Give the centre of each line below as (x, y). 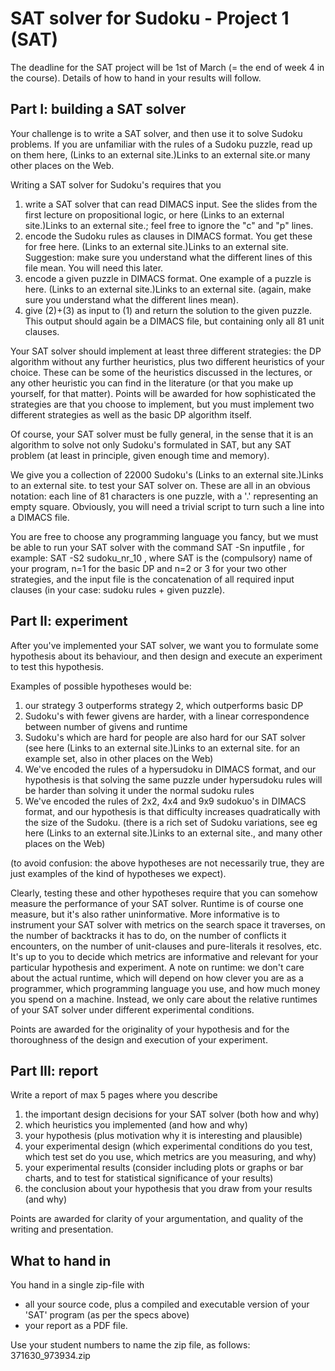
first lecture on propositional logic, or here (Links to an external (154, 214)
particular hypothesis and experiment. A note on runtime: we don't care (157, 967)
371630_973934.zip (50, 1356)
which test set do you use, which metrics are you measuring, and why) (170, 1157)
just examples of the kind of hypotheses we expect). (118, 873)
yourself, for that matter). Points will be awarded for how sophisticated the (163, 393)
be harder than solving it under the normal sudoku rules (139, 790)
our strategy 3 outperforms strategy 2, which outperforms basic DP (164, 705)
